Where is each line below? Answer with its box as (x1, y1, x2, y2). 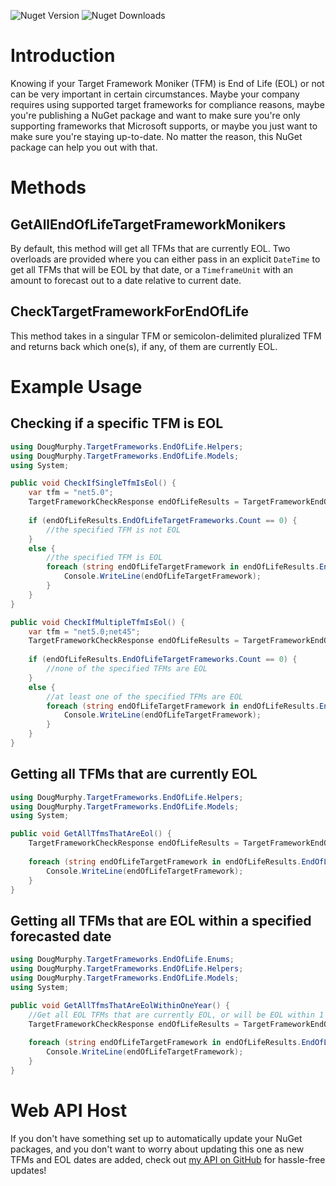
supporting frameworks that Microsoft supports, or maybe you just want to (10, 120, 318, 132)
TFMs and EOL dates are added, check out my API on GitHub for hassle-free (10, 1153, 326, 1165)
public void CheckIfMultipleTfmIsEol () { (10, 617, 186, 627)
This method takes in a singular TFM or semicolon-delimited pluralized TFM (10, 330, 322, 342)
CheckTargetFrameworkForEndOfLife (10, 303, 250, 320)
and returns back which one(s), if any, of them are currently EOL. (10, 340, 278, 352)
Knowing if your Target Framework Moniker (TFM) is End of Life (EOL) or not (10, 77, 325, 89)
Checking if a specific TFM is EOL (10, 415, 224, 432)
